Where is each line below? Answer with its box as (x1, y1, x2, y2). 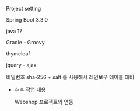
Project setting (6, 5, 41, 12)
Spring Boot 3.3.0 (6, 16, 48, 23)
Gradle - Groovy (6, 39, 45, 46)
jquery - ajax (6, 61, 37, 68)
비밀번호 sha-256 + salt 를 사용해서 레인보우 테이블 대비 (6, 74, 135, 81)
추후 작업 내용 (14, 86, 46, 93)
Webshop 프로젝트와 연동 (14, 99, 74, 105)
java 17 (6, 27, 23, 34)
